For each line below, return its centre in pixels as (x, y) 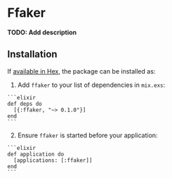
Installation (32, 54)
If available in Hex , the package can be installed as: (81, 71)
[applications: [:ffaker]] (53, 160)
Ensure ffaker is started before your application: (87, 135)
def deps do (25, 104)
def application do (36, 154)
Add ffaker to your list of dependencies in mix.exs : (91, 85)
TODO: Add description (42, 32)
